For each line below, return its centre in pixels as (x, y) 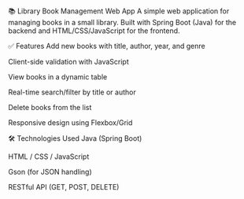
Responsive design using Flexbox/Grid (70, 123)
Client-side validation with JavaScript (68, 62)
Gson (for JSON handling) (50, 172)
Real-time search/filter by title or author (72, 92)
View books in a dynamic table (58, 77)
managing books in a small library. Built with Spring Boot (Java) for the (122, 22)
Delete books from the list (50, 107)
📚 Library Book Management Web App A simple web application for (119, 11)
